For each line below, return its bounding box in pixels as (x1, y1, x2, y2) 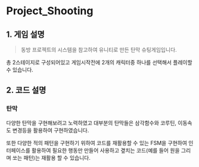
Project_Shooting (6, 4, 94, 18)
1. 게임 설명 (6, 29, 45, 39)
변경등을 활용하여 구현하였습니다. (12, 127, 89, 134)
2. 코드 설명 (6, 85, 46, 96)
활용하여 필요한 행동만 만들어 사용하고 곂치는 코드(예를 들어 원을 (32, 147, 180, 154)
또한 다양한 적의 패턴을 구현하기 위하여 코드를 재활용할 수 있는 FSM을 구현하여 (6, 139, 188, 146)
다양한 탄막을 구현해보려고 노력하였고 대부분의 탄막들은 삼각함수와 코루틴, (6, 119, 177, 126)
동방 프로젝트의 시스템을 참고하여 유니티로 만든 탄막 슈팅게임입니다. (20, 46, 177, 53)
